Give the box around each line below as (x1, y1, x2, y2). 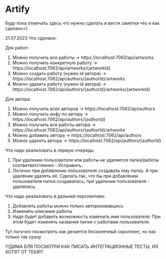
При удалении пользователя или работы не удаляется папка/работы (12, 156, 160, 163)
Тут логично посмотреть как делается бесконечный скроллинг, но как (5, 228, 156, 234)
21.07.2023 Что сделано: (5, 35, 57, 41)
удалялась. (12, 183, 36, 189)
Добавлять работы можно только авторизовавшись (12, 202, 124, 208)
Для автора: (5, 96, 31, 102)
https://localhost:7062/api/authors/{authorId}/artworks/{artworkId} (12, 86, 151, 92)
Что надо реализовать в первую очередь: (5, 147, 95, 153)
